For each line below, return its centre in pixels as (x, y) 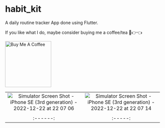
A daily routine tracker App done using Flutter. (52, 23)
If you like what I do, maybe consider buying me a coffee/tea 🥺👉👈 (74, 32)
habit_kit (23, 9)
